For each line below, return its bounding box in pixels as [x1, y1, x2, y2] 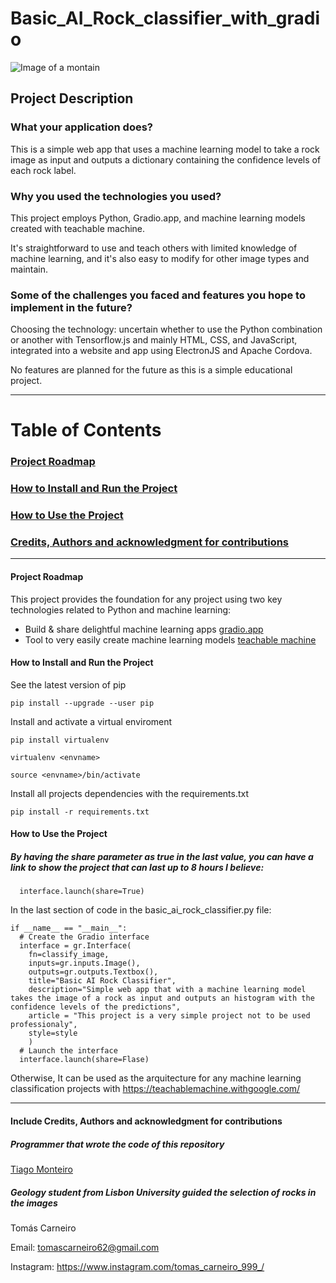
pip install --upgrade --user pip [10, 698, 155, 708]
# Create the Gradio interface [19, 932, 150, 942]
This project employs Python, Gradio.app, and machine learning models [10, 212, 306, 224]
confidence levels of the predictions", [10, 1002, 182, 1012]
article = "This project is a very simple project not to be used [28, 1011, 311, 1021]
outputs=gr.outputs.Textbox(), [28, 967, 159, 977]
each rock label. [10, 164, 77, 176]
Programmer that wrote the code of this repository [10, 1138, 225, 1150]
